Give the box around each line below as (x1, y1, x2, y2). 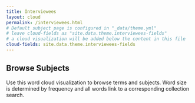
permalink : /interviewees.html (6, 19, 83, 25)
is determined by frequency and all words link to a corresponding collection (6, 85, 190, 92)
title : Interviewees (6, 8, 57, 15)
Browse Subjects (6, 63, 70, 74)
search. (6, 91, 25, 98)
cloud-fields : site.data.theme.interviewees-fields (6, 42, 135, 48)
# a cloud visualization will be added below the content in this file (6, 36, 186, 42)
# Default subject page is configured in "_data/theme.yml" (6, 25, 157, 31)
